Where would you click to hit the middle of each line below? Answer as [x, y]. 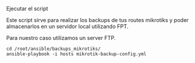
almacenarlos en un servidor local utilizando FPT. [67, 26]
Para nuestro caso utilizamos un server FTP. [61, 38]
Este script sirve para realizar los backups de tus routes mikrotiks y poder [97, 20]
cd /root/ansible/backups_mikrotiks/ [54, 49]
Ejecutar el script [27, 9]
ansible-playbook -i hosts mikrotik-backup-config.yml [76, 54]
